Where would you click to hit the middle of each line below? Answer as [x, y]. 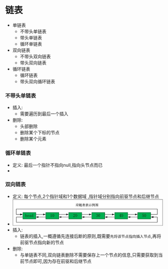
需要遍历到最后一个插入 [44, 114]
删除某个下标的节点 [40, 133]
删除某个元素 [33, 139]
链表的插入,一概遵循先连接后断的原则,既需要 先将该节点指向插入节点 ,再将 [90, 236]
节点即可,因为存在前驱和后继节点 [58, 261]
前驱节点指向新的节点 [42, 242]
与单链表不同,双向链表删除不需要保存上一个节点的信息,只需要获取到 [89, 255]
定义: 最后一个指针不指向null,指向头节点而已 [57, 165]
